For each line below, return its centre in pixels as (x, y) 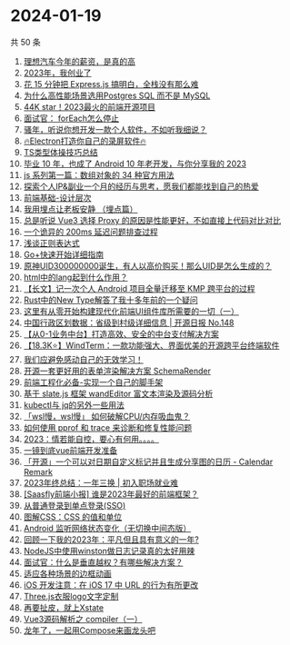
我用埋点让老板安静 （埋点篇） (80, 209)
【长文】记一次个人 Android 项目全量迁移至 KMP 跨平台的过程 (139, 288)
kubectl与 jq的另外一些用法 (74, 404)
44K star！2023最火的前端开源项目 (89, 106)
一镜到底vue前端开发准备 (70, 450)
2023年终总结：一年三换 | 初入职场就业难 (100, 482)
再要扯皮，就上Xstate (63, 607)
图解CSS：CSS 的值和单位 (73, 516)
